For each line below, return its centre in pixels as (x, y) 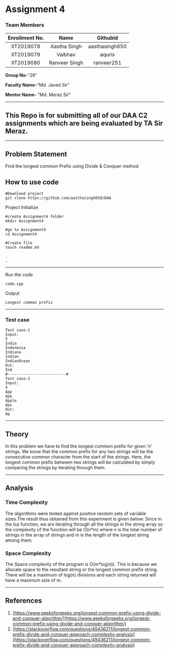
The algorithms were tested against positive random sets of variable (76, 513)
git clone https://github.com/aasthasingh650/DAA (58, 198)
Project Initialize (22, 207)
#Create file (19, 243)
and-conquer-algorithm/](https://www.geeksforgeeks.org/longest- (81, 618)
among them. (19, 540)
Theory (17, 434)
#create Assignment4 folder (35, 216)
